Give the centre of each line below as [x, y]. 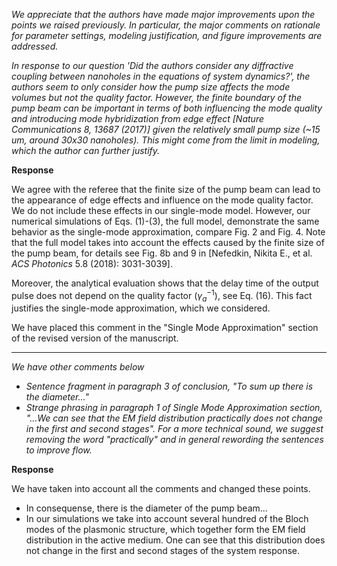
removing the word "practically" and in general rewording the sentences [174, 440]
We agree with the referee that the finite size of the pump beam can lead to [166, 189]
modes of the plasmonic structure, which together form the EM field [165, 530]
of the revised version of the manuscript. [95, 338]
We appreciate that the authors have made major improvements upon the [163, 14]
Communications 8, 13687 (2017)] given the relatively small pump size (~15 [166, 129]
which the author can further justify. [86, 150]
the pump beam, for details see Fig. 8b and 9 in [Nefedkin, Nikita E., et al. [162, 253]
